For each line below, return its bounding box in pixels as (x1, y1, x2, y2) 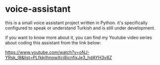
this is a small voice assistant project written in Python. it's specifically (5, 20, 148, 26)
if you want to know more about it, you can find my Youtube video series (5, 34, 152, 40)
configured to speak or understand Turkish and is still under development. (5, 25, 156, 31)
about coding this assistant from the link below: (5, 39, 101, 45)
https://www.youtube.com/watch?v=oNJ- (5, 49, 90, 55)
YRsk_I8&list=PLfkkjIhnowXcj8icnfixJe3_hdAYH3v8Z (5, 54, 112, 60)
